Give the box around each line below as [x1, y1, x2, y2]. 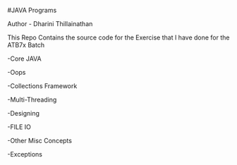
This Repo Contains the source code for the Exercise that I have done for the [7, 33, 230, 42]
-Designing [7, 109, 40, 117]
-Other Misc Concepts [7, 137, 73, 145]
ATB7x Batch [7, 41, 44, 49]
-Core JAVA [7, 54, 42, 63]
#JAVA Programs [7, 6, 57, 14]
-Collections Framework [7, 82, 78, 90]
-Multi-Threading [7, 95, 57, 104]
